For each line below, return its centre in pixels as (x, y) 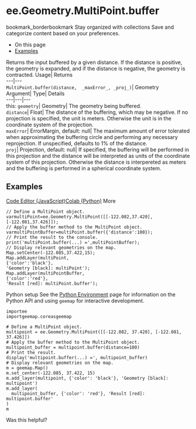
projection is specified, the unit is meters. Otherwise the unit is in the (89, 118)
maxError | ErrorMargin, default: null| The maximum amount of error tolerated (98, 131)
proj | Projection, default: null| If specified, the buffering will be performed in (98, 149)
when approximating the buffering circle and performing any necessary (92, 137)
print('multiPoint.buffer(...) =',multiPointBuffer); (73, 242)
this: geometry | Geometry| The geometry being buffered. (74, 106)
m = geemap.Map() (27, 368)
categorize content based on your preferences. (63, 33)
